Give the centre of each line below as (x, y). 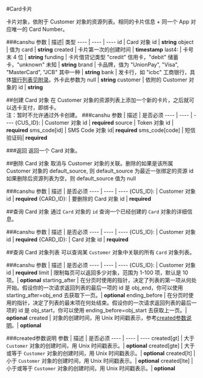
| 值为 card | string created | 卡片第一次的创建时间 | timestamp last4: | (94, 49)
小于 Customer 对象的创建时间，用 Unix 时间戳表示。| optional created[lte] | (100, 361)
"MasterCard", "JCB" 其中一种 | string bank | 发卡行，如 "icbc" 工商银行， (98, 72)
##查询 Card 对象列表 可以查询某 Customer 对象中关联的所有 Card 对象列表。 (101, 252)
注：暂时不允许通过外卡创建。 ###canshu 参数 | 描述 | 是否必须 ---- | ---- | (99, 115)
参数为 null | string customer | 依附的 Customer (128, 80)
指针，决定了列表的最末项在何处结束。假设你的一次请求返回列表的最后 (104, 303)
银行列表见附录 (30, 80)
